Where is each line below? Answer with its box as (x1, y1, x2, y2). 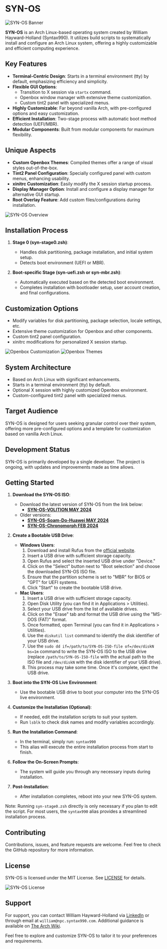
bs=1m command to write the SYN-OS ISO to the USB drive (27, 649, 147, 655)
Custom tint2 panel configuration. (12, 334, 82, 340)
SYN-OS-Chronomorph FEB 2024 (27, 523, 99, 529)
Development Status (5, 445, 70, 454)
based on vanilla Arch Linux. (5, 431, 63, 437)
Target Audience (5, 407, 58, 416)
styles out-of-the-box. (12, 165, 58, 171)
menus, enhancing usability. (12, 175, 70, 181)
